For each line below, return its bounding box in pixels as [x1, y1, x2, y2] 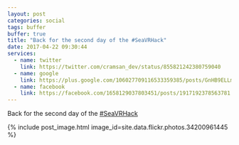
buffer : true [7, 30, 46, 38]
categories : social [7, 17, 65, 24]
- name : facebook [14, 83, 65, 90]
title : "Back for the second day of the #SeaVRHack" [7, 37, 167, 44]
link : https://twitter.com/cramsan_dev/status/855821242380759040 [20, 63, 221, 70]
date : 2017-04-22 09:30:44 [7, 43, 87, 50]
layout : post [7, 10, 46, 18]
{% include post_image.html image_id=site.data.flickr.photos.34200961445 [7, 123, 228, 131]
